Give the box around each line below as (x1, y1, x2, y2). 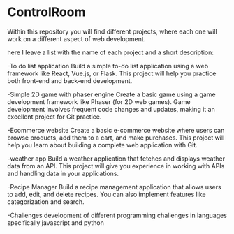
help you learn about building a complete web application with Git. (7, 140, 198, 149)
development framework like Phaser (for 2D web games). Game (7, 97, 191, 105)
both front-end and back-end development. (7, 76, 133, 85)
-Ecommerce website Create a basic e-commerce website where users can (7, 126, 225, 134)
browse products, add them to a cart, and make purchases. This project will (7, 133, 225, 142)
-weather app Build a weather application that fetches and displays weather (7, 154, 226, 163)
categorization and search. (7, 197, 85, 206)
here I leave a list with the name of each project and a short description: (7, 48, 214, 57)
